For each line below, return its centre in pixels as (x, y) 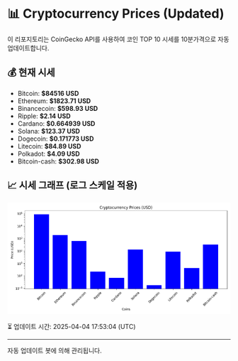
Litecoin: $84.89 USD (49, 146)
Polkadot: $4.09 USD (49, 153)
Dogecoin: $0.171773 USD (56, 139)
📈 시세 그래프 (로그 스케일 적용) (73, 185)
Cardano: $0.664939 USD (56, 123)
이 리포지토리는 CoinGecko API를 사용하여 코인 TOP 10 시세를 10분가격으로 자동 (118, 39)
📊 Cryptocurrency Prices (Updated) (116, 14)
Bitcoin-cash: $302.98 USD (58, 161)
